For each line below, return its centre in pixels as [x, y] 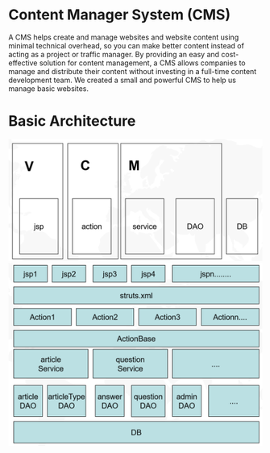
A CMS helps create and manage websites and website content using [124, 37]
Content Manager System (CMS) [120, 15]
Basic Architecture [72, 121]
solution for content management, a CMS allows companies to [142, 63]
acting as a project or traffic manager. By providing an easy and [114, 54]
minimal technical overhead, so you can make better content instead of [126, 45]
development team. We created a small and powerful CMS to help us [122, 80]
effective [23, 63]
